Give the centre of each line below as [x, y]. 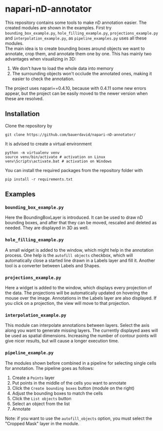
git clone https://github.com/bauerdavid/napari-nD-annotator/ [71, 135]
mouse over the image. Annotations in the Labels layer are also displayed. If [81, 298]
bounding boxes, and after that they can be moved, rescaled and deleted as [81, 223]
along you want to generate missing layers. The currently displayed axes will [81, 330]
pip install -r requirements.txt [39, 179]
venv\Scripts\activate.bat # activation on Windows [58, 161]
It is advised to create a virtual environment [48, 144]
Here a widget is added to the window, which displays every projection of [79, 288]
